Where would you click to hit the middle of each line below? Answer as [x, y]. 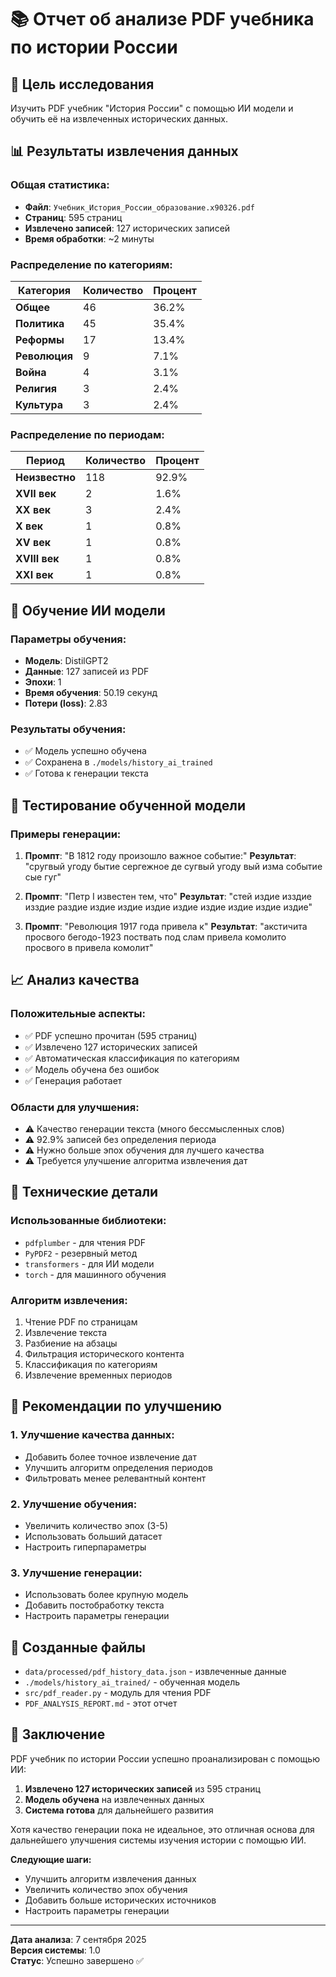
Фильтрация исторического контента [104, 1353]
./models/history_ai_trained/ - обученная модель [132, 1682]
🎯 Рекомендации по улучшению [116, 1406]
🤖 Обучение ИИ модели [88, 610]
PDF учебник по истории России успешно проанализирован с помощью [165, 1758]
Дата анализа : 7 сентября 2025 [78, 1939]
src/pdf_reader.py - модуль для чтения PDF [118, 1693]
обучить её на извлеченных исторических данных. [119, 119]
